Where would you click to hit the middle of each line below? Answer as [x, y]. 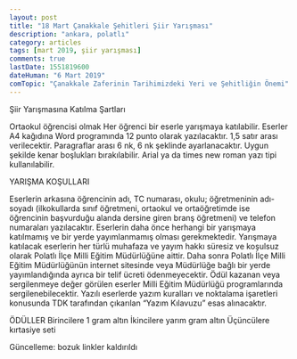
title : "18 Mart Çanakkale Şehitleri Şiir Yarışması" [111, 26]
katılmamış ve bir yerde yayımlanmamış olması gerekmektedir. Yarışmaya [143, 236]
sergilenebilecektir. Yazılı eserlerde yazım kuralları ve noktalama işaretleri [144, 293]
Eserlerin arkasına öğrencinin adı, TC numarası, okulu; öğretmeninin [134, 199]
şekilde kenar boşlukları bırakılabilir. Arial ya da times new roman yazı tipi [143, 155]
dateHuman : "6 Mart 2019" [57, 76]
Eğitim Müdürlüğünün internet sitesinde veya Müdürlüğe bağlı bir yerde [140, 265]
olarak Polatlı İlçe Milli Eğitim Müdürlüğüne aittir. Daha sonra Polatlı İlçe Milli [147, 256]
